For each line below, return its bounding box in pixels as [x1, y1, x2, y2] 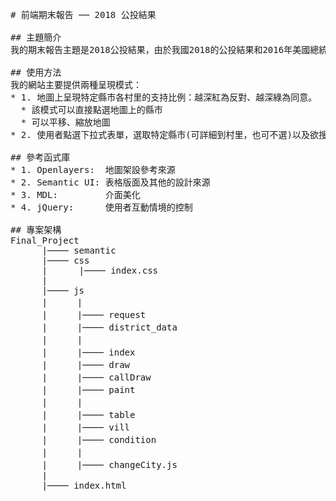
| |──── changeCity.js [41, 459, 178, 470]
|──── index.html [41, 480, 127, 491]
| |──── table [41, 409, 136, 420]
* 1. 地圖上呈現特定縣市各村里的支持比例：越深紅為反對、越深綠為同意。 [10, 92, 318, 103]
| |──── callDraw [41, 372, 152, 383]
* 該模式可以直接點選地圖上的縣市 [20, 104, 163, 115]
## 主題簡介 [10, 32, 62, 43]
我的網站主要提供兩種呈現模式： [10, 79, 142, 90]
